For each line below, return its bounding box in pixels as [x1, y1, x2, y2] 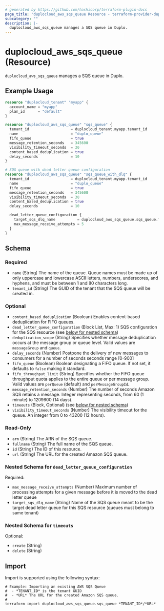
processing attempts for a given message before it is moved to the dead [12, 489, 157, 495]
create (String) [12, 543, 42, 549]
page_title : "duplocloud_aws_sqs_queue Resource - [5, 12, 110, 17]
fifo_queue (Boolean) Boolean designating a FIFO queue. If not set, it [12, 361, 151, 367]
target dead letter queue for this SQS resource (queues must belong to [12, 505, 155, 510]
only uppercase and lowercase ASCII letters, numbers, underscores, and [12, 275, 159, 281]
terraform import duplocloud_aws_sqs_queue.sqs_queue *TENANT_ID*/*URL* [5, 601, 156, 607]
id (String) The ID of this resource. [12, 446, 82, 452]
